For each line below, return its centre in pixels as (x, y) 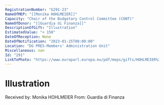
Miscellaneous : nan (25, 50)
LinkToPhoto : (18, 60)
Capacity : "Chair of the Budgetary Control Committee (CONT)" (70, 19)
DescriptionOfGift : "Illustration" (41, 28)
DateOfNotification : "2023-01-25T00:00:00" (50, 42)
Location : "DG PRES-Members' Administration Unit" (58, 46)
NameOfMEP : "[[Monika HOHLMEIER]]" (41, 14)
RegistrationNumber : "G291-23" (37, 10)
